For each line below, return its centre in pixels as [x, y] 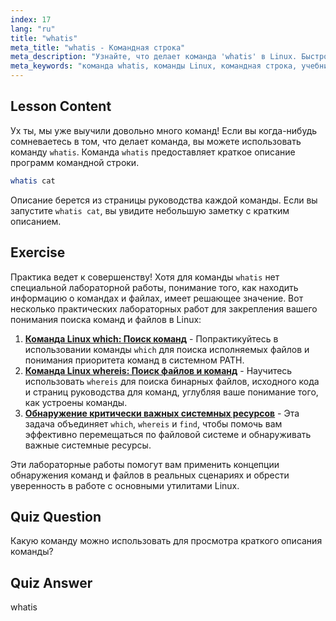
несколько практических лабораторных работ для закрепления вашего [164, 308]
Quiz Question [56, 516]
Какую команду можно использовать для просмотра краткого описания [166, 541]
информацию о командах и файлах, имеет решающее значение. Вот [157, 298]
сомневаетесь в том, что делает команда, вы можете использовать [156, 141]
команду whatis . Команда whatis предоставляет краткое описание [153, 152]
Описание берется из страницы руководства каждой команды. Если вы [164, 200]
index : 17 [31, 19]
